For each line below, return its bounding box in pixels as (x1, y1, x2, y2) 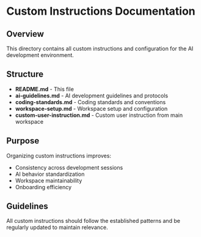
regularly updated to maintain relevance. (6, 224, 108, 231)
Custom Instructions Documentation (6, 4, 196, 18)
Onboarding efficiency (15, 183, 72, 190)
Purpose (6, 136, 40, 146)
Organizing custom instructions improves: (6, 152, 112, 159)
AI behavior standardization (15, 170, 85, 178)
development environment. (6, 51, 75, 59)
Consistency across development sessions (15, 164, 123, 171)
